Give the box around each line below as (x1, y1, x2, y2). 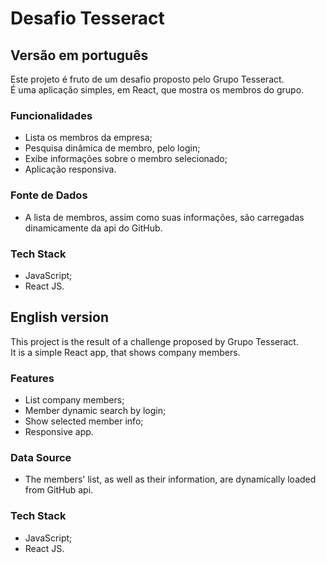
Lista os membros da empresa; (24, 132, 153, 144)
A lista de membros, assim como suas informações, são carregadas (24, 211, 305, 223)
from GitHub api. (24, 484, 94, 496)
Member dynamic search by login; (24, 405, 167, 416)
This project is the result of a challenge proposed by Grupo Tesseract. (10, 335, 299, 347)
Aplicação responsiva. (24, 163, 117, 176)
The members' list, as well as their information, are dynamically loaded (24, 473, 317, 486)
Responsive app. (24, 426, 94, 437)
